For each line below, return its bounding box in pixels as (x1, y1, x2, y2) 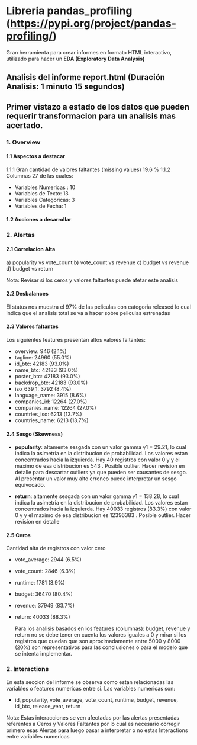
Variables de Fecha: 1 (14, 203, 67, 210)
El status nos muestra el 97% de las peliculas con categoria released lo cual (6, 303, 191, 310)
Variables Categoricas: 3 (14, 196, 75, 203)
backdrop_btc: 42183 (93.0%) (14, 379, 88, 386)
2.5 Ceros (6, 531, 31, 538)
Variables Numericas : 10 (14, 184, 76, 191)
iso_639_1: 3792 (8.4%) (14, 385, 72, 392)
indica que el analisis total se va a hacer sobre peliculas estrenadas (6, 309, 170, 316)
